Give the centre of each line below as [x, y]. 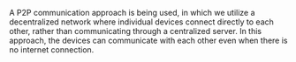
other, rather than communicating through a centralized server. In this [136, 31]
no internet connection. [52, 50]
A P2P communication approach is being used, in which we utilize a [132, 13]
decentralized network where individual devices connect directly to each [141, 22]
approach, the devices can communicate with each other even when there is [148, 40]
